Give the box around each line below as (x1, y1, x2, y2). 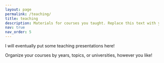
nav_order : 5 (5, 30, 32, 34)
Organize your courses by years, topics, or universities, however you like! (5, 52, 153, 58)
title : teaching (5, 16, 38, 21)
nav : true (5, 25, 25, 30)
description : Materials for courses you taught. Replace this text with (5, 20, 156, 26)
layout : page (5, 7, 32, 12)
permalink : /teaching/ (5, 12, 51, 16)
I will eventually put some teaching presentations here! (5, 43, 115, 48)
